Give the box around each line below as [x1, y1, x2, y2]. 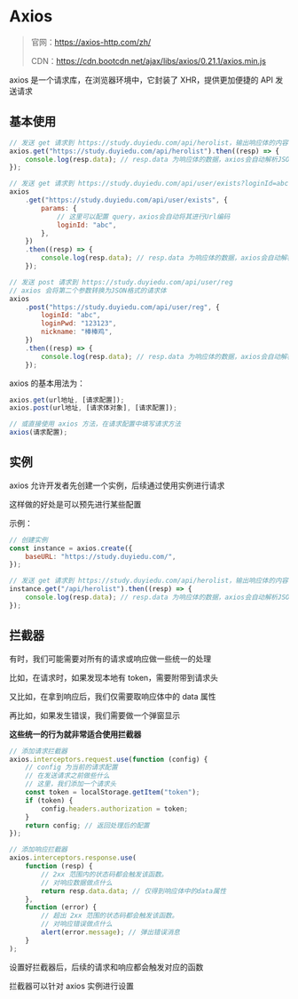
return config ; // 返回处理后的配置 [25, 820, 150, 830]
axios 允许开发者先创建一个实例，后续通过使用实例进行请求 [9, 480, 225, 491]
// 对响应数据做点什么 [41, 878, 113, 887]
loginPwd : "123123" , [41, 319, 117, 328]
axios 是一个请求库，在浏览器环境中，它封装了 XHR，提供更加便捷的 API [9, 74, 273, 85]
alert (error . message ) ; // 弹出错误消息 [41, 928, 180, 937]
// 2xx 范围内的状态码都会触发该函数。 [41, 869, 169, 879]
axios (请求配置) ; [9, 428, 68, 437]
